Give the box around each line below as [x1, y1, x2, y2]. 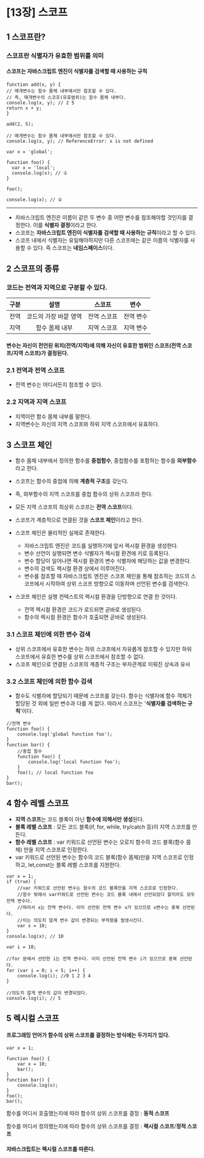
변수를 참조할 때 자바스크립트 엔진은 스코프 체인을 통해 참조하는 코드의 [24, 573, 190, 580]
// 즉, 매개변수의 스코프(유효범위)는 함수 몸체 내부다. [6, 94, 126, 100]
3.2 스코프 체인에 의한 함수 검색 [6, 677, 92, 686]
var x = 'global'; [6, 148, 53, 155]
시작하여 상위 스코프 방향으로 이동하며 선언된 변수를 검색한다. [45, 580, 190, 587]
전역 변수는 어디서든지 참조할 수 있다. [15, 381, 103, 388]
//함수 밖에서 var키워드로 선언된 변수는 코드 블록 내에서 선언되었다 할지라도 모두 [17, 891, 195, 897]
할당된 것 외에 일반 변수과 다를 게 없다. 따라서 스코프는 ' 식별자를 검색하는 [15, 700, 187, 707]
